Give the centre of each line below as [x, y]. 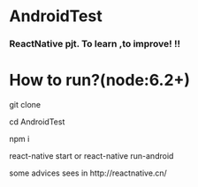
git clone [25, 105]
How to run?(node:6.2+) [100, 80]
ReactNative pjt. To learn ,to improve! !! [95, 44]
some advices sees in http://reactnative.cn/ [88, 173]
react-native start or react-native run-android [91, 156]
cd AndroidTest [37, 122]
